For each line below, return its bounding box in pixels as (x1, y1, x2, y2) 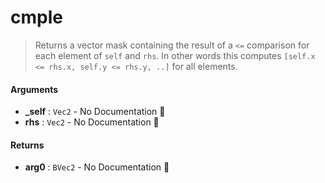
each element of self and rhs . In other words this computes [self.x (34, 49, 316, 61)
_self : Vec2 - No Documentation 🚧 (24, 106, 166, 118)
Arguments (10, 83, 59, 95)
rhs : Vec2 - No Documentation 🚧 (24, 116, 160, 128)
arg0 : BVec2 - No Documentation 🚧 (24, 161, 170, 173)
